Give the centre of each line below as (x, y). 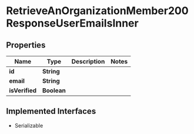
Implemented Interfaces (51, 111)
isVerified (23, 91)
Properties (26, 45)
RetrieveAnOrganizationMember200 (98, 11)
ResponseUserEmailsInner (73, 23)
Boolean (54, 91)
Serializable (29, 125)
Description (88, 61)
